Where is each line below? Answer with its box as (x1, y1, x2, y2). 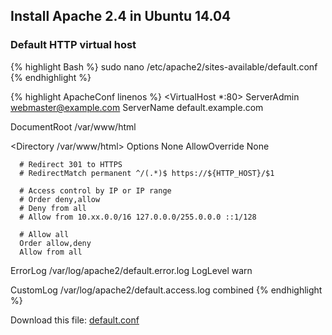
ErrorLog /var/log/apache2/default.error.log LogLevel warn (10, 264, 253, 276)
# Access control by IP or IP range (19, 185, 172, 196)
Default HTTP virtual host (10, 38, 137, 52)
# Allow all (19, 229, 70, 239)
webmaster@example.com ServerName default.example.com (10, 101, 264, 113)
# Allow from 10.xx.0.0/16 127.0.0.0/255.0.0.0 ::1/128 (19, 212, 257, 222)
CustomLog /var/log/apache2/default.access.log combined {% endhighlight (10, 284, 323, 296)
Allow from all (19, 247, 83, 257)
